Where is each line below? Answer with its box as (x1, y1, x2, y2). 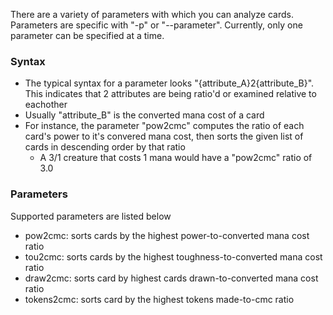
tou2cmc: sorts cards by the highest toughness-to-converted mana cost (24, 250, 323, 263)
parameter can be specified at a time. (10, 30, 165, 41)
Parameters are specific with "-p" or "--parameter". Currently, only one (10, 19, 303, 31)
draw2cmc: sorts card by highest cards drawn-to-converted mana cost (24, 272, 319, 284)
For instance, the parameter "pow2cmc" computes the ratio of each (24, 120, 305, 132)
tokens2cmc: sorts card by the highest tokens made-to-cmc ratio (24, 293, 295, 305)
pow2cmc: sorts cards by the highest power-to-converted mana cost (24, 229, 310, 241)
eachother (24, 99, 68, 111)
